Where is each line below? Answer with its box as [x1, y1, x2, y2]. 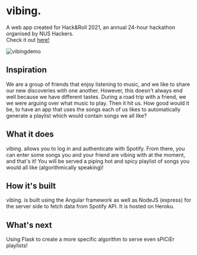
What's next [6, 220, 52, 230]
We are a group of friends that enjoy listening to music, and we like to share [6, 80, 190, 88]
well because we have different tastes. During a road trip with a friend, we [6, 93, 186, 100]
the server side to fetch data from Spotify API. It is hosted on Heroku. [6, 203, 175, 210]
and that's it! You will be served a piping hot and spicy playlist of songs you [6, 157, 190, 164]
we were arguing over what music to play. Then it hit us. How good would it [6, 99, 189, 106]
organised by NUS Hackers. [6, 30, 74, 37]
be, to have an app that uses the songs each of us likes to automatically [6, 105, 181, 113]
